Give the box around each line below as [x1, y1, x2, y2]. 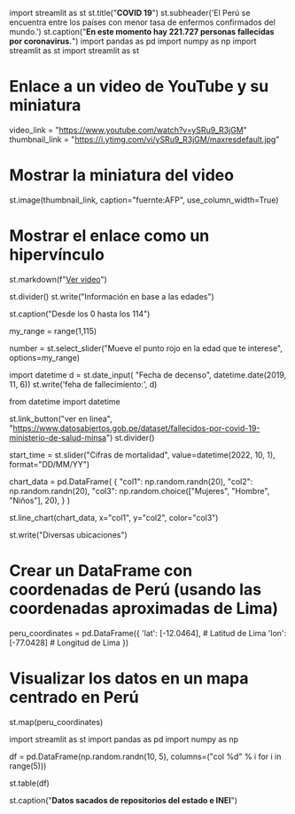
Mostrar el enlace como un [9, 226, 210, 246]
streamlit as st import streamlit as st [9, 45, 140, 56]
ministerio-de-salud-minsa [9, 432, 107, 443]
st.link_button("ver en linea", [9, 413, 113, 424]
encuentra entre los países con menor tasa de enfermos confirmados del [9, 17, 276, 28]
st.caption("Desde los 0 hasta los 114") [9, 308, 151, 319]
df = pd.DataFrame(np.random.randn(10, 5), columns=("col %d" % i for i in [9, 751, 282, 762]
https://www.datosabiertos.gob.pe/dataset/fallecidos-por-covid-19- [12, 422, 260, 434]
